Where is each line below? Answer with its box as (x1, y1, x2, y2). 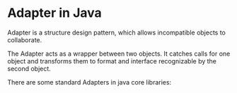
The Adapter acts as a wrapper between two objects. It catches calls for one (7, 49, 231, 58)
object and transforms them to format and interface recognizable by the (7, 56, 217, 65)
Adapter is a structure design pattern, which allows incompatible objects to (7, 28, 226, 37)
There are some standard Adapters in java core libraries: (7, 77, 172, 86)
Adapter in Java (7, 5, 103, 21)
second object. (7, 64, 51, 73)
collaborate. (7, 35, 42, 44)
